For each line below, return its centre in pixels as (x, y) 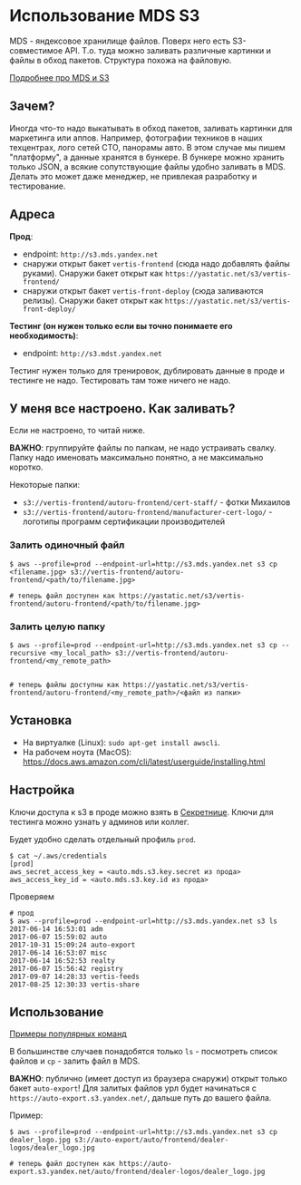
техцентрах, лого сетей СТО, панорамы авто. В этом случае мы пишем (147, 147)
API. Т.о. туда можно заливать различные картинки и (168, 50)
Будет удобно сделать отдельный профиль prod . (103, 839)
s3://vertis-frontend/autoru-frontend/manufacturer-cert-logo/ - (147, 512)
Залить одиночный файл (67, 545)
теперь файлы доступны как (68, 685)
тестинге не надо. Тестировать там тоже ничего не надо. (120, 380)
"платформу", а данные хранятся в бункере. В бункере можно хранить (147, 157)
